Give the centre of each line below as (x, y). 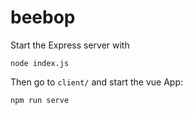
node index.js (40, 63)
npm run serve (40, 100)
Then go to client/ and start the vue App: (97, 82)
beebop (43, 17)
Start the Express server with (70, 45)
